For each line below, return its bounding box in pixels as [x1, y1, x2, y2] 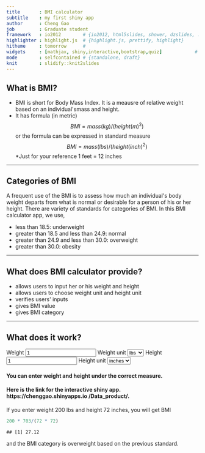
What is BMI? [6, 83, 58, 93]
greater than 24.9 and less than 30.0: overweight [15, 236, 138, 244]
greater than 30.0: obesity [15, 243, 81, 250]
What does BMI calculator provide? [6, 266, 143, 277]
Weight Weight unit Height [6, 349, 162, 356]
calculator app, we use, [6, 212, 65, 219]
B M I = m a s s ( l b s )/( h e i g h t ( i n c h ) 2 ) [67, 141, 148, 150]
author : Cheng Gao [6, 20, 70, 26]
